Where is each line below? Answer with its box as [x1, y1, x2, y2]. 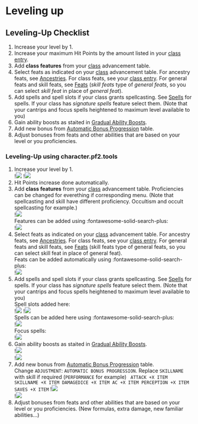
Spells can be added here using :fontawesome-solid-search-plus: [14, 314, 175, 321]
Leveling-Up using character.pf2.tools [5, 152, 118, 160]
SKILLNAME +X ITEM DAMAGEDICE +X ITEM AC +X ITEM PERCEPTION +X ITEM [14, 380, 190, 386]
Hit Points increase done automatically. [14, 179, 109, 186]
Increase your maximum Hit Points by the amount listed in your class [14, 50, 181, 57]
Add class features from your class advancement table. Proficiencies [14, 185, 184, 193]
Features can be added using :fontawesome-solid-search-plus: [14, 218, 169, 225]
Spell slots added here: [14, 300, 70, 308]
